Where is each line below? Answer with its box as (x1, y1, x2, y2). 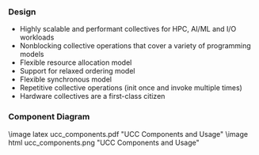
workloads (19, 32, 55, 42)
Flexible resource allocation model (19, 58, 132, 67)
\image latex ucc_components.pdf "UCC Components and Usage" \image (8, 129, 248, 138)
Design (8, 6, 36, 17)
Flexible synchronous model (19, 74, 112, 85)
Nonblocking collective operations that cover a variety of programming (19, 41, 251, 51)
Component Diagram (8, 112, 90, 123)
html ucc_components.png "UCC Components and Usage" (8, 138, 200, 147)
